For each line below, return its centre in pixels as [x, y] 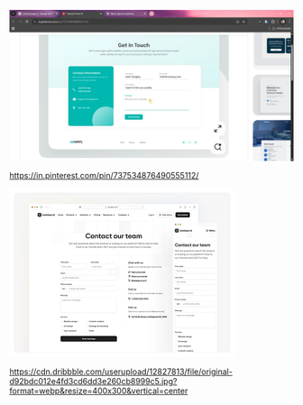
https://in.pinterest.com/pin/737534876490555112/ [104, 175]
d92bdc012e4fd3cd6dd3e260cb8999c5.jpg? [93, 381]
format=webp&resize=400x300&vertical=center [99, 391]
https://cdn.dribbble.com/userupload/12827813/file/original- [121, 372]
